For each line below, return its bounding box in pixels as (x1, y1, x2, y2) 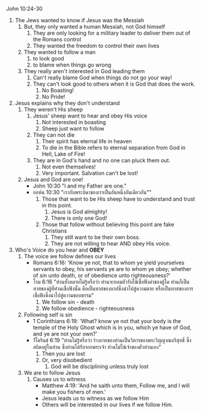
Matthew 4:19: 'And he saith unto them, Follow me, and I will (41, 382, 190, 389)
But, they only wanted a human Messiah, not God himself (23, 23, 166, 30)
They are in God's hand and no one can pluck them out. (32, 157, 171, 164)
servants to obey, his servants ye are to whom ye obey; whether (32, 266, 192, 272)
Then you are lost (41, 350, 85, 357)
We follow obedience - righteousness (41, 305, 135, 312)
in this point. (41, 202, 73, 209)
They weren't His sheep (23, 106, 83, 113)
